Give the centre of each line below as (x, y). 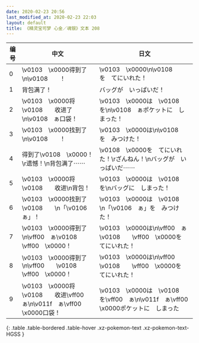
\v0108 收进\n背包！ (56, 188)
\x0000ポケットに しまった (139, 309)
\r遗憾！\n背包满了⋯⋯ (54, 163)
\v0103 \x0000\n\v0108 (136, 70)
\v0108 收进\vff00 (53, 295)
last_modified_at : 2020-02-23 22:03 (51, 17)
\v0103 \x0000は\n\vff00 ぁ (143, 228)
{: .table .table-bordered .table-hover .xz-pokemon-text (74, 328)
